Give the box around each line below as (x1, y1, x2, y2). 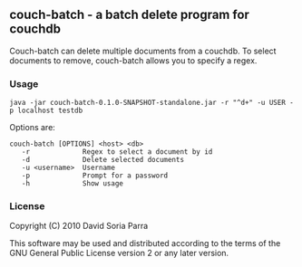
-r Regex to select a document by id (21, 148, 213, 157)
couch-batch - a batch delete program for (9, 7, 249, 23)
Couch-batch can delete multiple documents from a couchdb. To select (9, 45, 277, 56)
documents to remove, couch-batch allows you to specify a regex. (9, 54, 258, 66)
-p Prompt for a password (21, 171, 169, 180)
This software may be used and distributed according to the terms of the (9, 238, 281, 249)
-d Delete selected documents (21, 156, 184, 165)
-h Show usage (21, 179, 124, 188)
